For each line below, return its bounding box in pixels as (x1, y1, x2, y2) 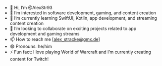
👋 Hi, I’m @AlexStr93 (9, 5, 53, 10)
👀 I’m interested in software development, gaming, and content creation (9, 10, 156, 16)
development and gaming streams (9, 31, 80, 36)
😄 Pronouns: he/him (9, 43, 52, 49)
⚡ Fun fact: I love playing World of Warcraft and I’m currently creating (9, 49, 151, 55)
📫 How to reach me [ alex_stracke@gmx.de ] (9, 36, 100, 42)
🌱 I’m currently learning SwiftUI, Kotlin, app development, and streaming (9, 15, 158, 21)
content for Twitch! (9, 56, 49, 62)
